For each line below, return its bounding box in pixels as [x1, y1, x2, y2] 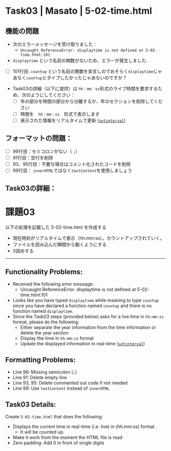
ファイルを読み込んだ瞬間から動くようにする [12, 241, 107, 247]
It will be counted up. [20, 429, 65, 435]
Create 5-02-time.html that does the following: [5, 414, 103, 420]
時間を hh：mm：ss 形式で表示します [20, 111, 100, 117]
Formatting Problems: [5, 355, 76, 364]
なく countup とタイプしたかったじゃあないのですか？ [17, 74, 127, 81]
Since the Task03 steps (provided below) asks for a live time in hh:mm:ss [12, 314, 164, 320]
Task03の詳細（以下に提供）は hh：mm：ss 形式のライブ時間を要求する [12, 86, 158, 92]
